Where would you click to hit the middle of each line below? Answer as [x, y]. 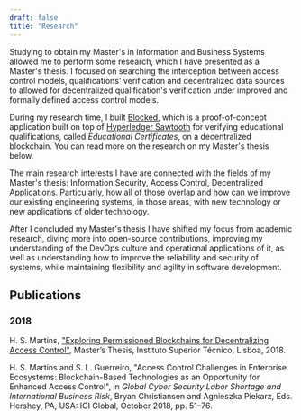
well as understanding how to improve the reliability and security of [134, 257]
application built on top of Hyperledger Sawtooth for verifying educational [146, 126]
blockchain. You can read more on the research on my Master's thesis [139, 146]
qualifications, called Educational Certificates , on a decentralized [131, 136]
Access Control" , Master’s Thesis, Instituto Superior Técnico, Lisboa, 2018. [148, 350]
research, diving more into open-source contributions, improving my [136, 238]
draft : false [34, 18]
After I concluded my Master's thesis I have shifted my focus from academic [151, 228]
